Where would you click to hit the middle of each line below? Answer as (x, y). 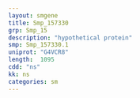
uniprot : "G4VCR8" (38, 52)
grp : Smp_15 (28, 30)
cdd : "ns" (25, 67)
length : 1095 (32, 60)
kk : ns (19, 74)
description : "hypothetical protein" (70, 38)
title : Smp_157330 (38, 23)
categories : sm (33, 81)
